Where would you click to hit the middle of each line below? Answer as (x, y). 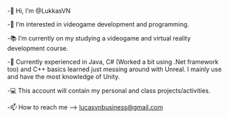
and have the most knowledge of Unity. (64, 76)
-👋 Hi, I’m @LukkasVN (39, 11)
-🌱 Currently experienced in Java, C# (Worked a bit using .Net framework (113, 62)
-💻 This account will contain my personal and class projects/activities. (109, 90)
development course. (38, 48)
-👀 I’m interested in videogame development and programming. (98, 24)
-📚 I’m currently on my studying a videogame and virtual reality (99, 38)
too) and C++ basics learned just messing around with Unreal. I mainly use (114, 69)
